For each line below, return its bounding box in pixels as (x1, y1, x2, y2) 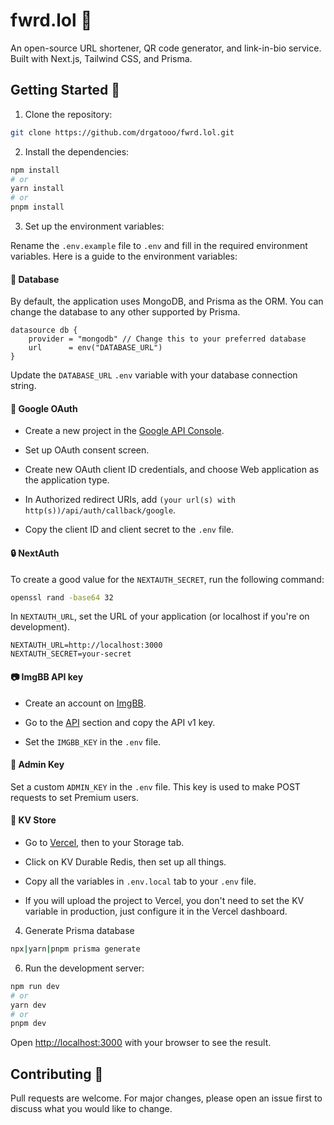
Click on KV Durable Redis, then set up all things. (24, 856, 227, 868)
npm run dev (10, 981, 60, 991)
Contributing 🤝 (10, 1065, 104, 1083)
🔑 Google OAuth (10, 402, 78, 414)
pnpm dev (10, 1019, 47, 1029)
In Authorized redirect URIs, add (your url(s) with (24, 494, 237, 506)
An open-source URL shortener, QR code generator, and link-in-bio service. (10, 42, 322, 54)
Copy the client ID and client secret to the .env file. (24, 524, 235, 536)
